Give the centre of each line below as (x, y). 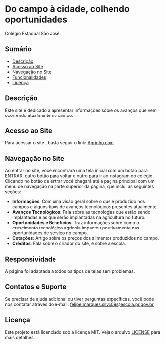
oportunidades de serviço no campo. (50, 233)
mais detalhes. (20, 337)
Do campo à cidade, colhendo (67, 9)
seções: (13, 192)
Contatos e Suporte (36, 287)
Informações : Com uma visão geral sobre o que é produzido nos (79, 201)
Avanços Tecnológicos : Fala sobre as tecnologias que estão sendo (81, 212)
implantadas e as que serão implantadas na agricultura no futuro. (79, 217)
